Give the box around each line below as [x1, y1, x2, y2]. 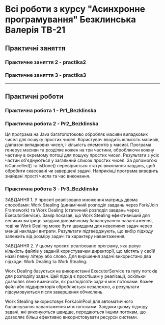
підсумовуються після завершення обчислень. [5, 289, 104, 295]
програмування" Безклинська [5, 14, 136, 25]
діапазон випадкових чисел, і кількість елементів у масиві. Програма [5, 142, 152, 148]
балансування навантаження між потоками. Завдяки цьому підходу [5, 303, 148, 309]
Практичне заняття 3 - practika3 [5, 72, 86, 79]
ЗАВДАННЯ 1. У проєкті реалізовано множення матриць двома [5, 197, 138, 203]
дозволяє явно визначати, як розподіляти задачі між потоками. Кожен [5, 278, 154, 284]
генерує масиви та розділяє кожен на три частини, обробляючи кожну [5, 147, 155, 153]
